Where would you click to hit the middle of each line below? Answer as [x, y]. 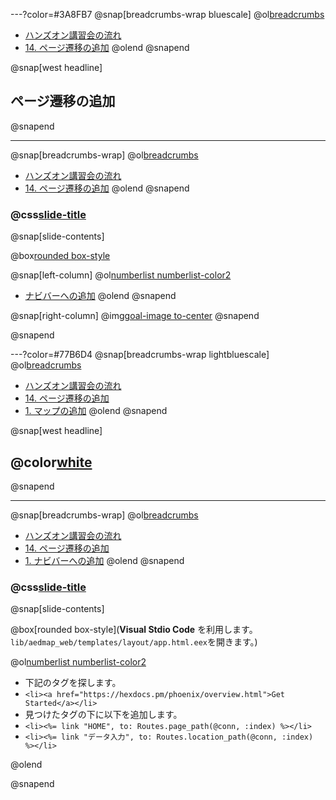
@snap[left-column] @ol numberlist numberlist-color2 [121, 275]
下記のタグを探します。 [73, 683]
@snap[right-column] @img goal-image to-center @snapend [135, 316]
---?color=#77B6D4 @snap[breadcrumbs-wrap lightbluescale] [140, 355]
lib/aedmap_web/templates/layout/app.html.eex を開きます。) [134, 642]
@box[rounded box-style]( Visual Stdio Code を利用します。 [134, 630]
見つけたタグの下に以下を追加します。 [103, 715]
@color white [51, 462]
